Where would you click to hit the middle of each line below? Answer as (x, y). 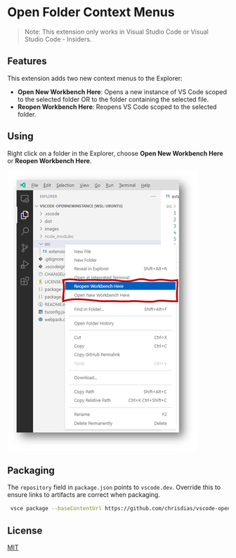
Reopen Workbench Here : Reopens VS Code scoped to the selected (117, 107)
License (25, 530)
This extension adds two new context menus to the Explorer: (95, 78)
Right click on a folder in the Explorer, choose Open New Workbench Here (115, 153)
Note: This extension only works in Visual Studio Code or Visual (116, 32)
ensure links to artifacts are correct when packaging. (84, 495)
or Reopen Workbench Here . (50, 161)
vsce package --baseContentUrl (56, 509)
